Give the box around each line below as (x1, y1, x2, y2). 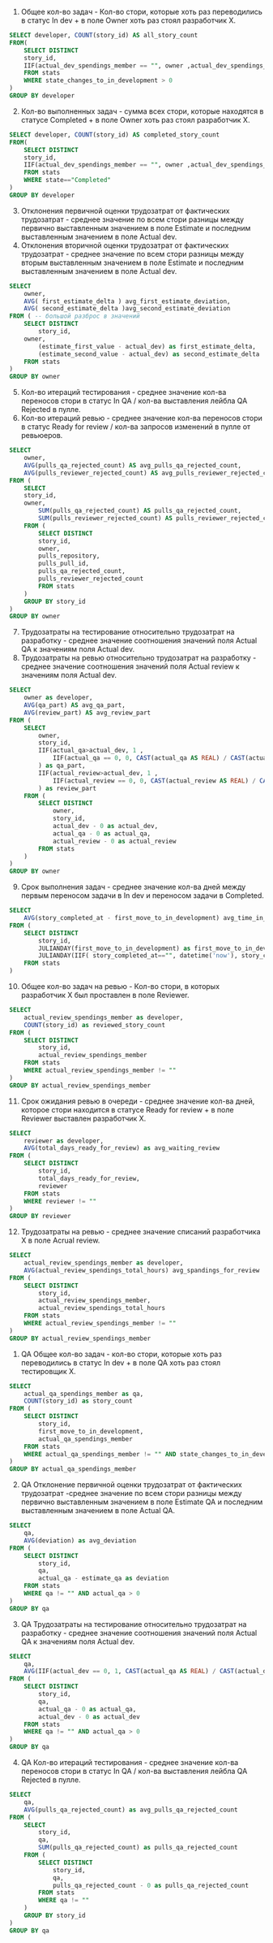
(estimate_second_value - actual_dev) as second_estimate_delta (38, 349, 260, 358)
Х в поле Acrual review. (20, 1235, 100, 1246)
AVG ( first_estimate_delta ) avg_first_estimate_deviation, (23, 297, 231, 306)
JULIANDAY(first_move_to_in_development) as (38, 944, 191, 952)
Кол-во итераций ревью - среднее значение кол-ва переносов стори (20, 414, 262, 423)
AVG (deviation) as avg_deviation (23, 1536, 137, 1545)
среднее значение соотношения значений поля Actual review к (20, 661, 240, 671)
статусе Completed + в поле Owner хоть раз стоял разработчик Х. (20, 115, 250, 124)
